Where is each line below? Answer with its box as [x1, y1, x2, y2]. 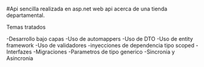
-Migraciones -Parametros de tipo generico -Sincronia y [32, 48, 175, 55]
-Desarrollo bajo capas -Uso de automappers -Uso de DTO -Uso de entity [6, 35, 194, 42]
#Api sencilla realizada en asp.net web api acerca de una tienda [6, 5, 167, 12]
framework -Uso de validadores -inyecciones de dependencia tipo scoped [6, 42, 195, 49]
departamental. [6, 12, 45, 19]
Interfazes [6, 48, 32, 55]
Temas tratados [6, 24, 46, 30]
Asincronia [6, 55, 34, 62]
